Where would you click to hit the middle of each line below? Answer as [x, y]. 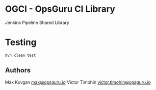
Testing [21, 42]
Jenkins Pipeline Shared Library [37, 22]
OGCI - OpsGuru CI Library [60, 9]
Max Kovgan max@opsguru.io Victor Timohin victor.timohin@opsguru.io [78, 82]
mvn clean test [21, 55]
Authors [18, 70]
